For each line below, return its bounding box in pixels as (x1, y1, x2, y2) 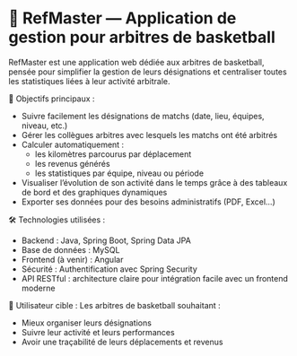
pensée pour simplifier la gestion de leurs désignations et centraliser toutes (8, 66, 288, 77)
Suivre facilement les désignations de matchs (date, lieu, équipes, (21, 110, 266, 121)
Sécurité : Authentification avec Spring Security (21, 264, 198, 274)
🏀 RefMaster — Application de (8, 8, 237, 29)
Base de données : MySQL (21, 244, 120, 255)
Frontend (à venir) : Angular (21, 254, 124, 265)
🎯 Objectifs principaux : (8, 93, 95, 104)
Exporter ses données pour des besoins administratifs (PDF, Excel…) (21, 196, 275, 207)
